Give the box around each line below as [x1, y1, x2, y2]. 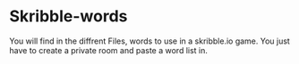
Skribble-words [9, 6, 128, 27]
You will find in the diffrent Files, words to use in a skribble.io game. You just [9, 36, 291, 46]
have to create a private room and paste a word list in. [9, 44, 209, 55]
